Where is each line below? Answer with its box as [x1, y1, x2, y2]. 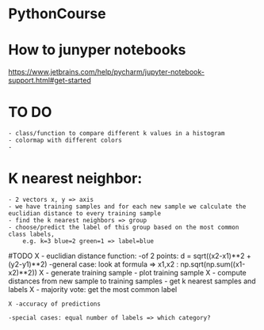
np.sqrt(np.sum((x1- [180, 260, 246, 269]
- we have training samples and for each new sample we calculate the [8, 203, 247, 211]
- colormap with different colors [8, 136, 123, 145]
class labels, [8, 230, 55, 238]
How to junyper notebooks [8, 41, 186, 59]
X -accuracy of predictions [8, 300, 101, 308]
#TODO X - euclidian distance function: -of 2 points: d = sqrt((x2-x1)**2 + [8, 251, 251, 260]
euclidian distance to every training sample [8, 210, 161, 218]
